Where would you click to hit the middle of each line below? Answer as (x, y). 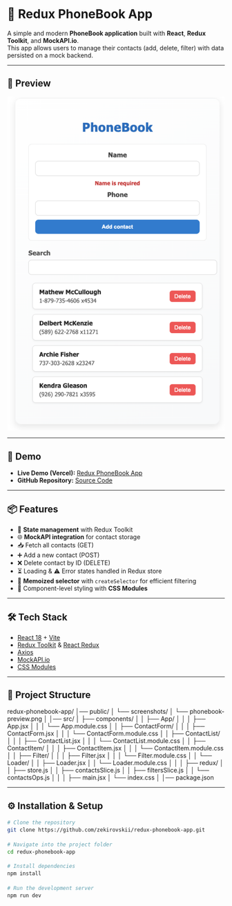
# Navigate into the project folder (60, 844)
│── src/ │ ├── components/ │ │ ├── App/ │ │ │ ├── (127, 719)
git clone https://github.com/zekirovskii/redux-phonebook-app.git (106, 830)
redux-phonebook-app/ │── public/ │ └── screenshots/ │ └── (98, 712)
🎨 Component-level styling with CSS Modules (83, 588)
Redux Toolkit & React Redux (58, 645)
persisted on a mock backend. (50, 55)
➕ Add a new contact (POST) (58, 555)
